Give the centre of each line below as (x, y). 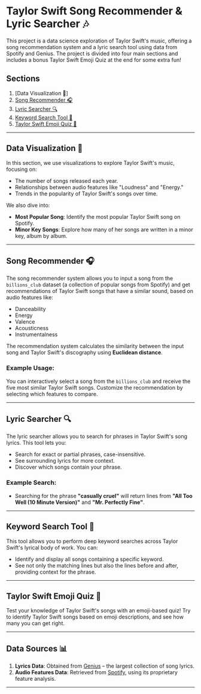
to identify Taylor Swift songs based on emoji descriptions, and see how (95, 617)
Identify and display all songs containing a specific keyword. (89, 559)
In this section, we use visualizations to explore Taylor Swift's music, (91, 162)
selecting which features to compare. (52, 394)
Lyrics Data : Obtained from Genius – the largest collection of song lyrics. (104, 666)
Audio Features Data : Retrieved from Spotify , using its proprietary (96, 672)
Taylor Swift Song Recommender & (94, 11)
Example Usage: (31, 368)
